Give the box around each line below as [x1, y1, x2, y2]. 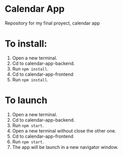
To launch [5, 95, 47, 106]
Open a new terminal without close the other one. [12, 127, 116, 134]
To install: [5, 38, 47, 50]
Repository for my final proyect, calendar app [5, 20, 100, 26]
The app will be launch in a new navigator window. [12, 144, 118, 150]
